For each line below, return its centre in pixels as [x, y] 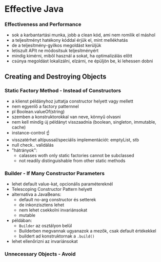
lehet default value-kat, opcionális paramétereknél [62, 184]
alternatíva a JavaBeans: [36, 194]
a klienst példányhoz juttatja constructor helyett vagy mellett [72, 101]
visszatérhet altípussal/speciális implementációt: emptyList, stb [75, 140]
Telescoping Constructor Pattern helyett [52, 189]
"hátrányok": [24, 150]
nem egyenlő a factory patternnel [45, 106]
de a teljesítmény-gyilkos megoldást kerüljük [56, 46]
